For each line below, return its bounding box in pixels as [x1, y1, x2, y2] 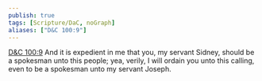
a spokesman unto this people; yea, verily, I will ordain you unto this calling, [8, 56, 255, 65]
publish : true [8, 11, 56, 20]
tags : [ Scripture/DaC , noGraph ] [8, 19, 115, 27]
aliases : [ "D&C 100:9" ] [8, 26, 87, 34]
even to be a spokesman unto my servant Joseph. [8, 64, 172, 74]
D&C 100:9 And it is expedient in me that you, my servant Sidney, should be [8, 48, 255, 57]
